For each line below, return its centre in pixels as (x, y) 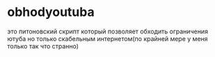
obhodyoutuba (51, 12)
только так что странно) (43, 46)
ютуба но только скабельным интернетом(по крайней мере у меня (107, 38)
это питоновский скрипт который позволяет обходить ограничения (108, 31)
